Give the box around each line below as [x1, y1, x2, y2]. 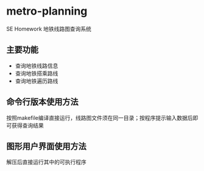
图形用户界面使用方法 [6, 141, 86, 152]
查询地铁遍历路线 [15, 77, 58, 85]
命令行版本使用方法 [6, 97, 79, 107]
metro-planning [6, 4, 88, 18]
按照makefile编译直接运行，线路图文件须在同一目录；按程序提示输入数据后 [6, 114, 193, 121]
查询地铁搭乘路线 [15, 69, 58, 77]
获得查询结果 [11, 122, 44, 129]
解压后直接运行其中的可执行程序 [6, 158, 86, 166]
